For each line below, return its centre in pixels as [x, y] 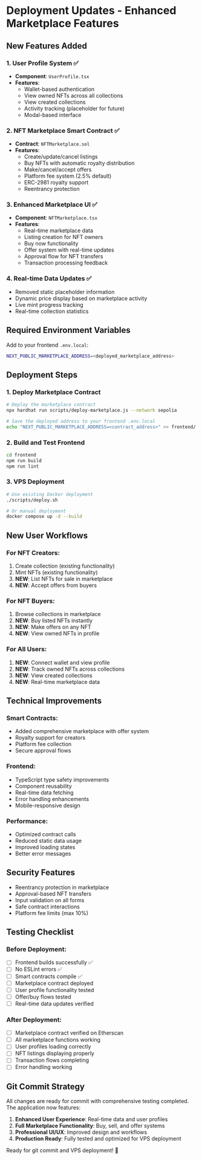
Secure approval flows [43, 751]
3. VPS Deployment [35, 481]
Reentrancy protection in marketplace [62, 887]
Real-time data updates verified [54, 1004]
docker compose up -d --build [44, 517]
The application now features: [43, 1108]
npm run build [24, 461]
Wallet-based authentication [59, 89]
